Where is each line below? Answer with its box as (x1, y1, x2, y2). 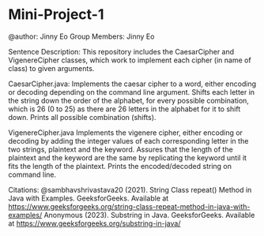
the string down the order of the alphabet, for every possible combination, (8, 96, 249, 105)
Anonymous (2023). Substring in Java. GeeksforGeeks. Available (43, 210, 255, 219)
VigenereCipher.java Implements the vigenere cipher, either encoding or (8, 128, 243, 137)
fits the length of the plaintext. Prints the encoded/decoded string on (8, 161, 232, 170)
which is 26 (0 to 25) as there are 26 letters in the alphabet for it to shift (8, 104, 241, 114)
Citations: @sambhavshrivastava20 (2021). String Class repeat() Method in (8, 185, 252, 194)
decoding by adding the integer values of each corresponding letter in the (8, 136, 249, 145)
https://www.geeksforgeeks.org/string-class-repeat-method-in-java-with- (8, 201, 251, 211)
